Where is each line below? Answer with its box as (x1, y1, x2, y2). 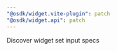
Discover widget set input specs (6, 36, 99, 44)
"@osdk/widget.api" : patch (6, 17, 85, 24)
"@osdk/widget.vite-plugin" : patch (6, 10, 111, 17)
